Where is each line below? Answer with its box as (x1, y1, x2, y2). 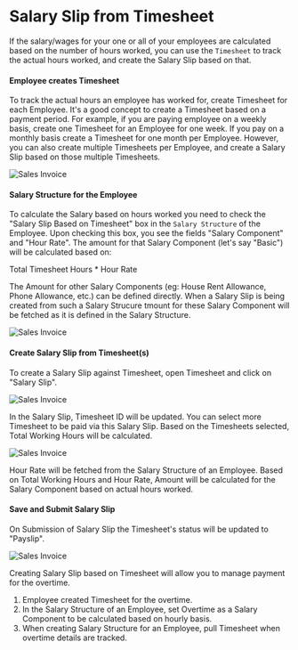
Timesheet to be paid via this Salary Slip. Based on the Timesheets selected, (9, 420, 290, 431)
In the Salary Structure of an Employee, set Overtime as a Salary (21, 604, 258, 614)
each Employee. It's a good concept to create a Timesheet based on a (9, 104, 267, 115)
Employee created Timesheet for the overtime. (21, 594, 193, 605)
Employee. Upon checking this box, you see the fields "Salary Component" (9, 228, 284, 239)
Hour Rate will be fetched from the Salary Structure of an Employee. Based (9, 465, 283, 475)
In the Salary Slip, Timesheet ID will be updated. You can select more (9, 411, 262, 422)
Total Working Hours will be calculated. (9, 430, 153, 441)
